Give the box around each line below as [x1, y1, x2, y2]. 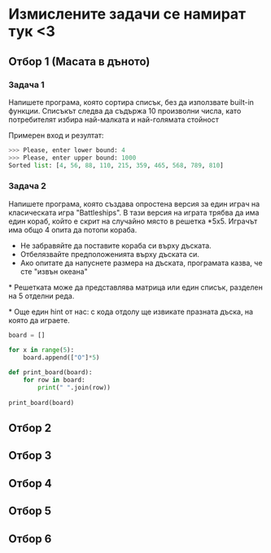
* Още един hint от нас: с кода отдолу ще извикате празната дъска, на [8, 307, 254, 316]
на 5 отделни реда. [8, 290, 75, 301]
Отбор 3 [8, 449, 52, 463]
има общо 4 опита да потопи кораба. [8, 224, 138, 234]
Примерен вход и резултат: [8, 130, 104, 140]
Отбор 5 [8, 504, 51, 518]
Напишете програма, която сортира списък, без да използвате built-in [8, 97, 255, 107]
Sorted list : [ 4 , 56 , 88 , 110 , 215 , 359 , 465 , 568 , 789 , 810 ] [8, 161, 224, 169]
